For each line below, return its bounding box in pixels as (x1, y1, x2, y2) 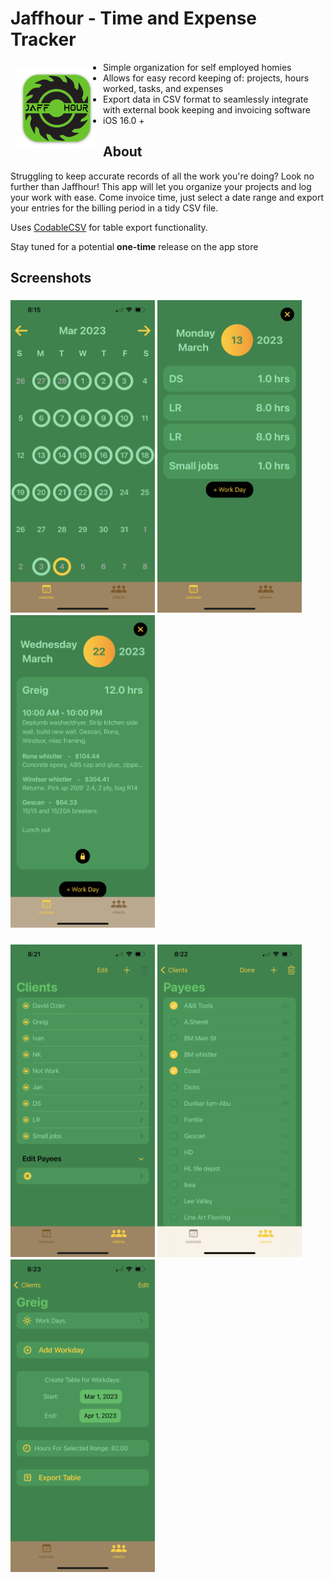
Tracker (10, 28, 77, 51)
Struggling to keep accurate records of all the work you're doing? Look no (10, 170, 315, 182)
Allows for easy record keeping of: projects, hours (103, 72, 310, 84)
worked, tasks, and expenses (103, 82, 224, 94)
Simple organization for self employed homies (103, 61, 292, 73)
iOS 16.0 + (103, 114, 145, 126)
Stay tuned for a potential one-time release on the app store (10, 240, 259, 252)
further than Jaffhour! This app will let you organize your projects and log (10, 180, 312, 192)
